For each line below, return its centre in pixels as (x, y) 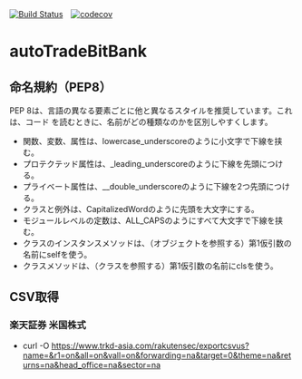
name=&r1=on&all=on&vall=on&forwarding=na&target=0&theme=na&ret (157, 355)
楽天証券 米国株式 (48, 326)
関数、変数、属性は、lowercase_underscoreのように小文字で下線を (148, 141)
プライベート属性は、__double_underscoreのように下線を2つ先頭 (144, 186)
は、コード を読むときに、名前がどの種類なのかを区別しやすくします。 (141, 122)
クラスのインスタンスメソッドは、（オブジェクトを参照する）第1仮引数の (157, 243)
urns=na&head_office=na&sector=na (92, 364)
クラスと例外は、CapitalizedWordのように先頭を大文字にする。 (141, 209)
